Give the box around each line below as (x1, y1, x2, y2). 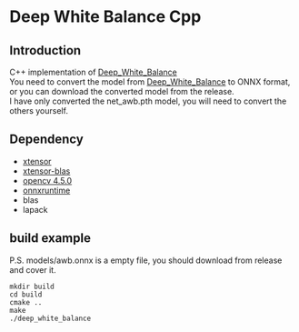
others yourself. (9, 106, 68, 116)
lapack (22, 204, 48, 215)
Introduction (9, 43, 82, 58)
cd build (9, 289, 43, 299)
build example (9, 230, 91, 246)
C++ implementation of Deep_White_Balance (9, 66, 177, 77)
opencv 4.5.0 (22, 175, 73, 186)
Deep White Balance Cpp (9, 6, 202, 27)
